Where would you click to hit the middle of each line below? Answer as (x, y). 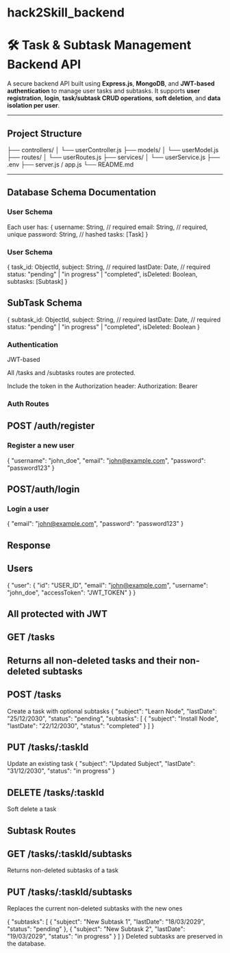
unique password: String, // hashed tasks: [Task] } (78, 234)
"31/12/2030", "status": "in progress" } (61, 771)
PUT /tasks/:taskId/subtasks (69, 892)
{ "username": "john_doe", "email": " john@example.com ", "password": (106, 460)
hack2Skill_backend (66, 13)
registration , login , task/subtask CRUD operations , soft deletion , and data (114, 98)
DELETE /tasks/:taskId (56, 792)
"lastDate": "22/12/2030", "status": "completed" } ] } (81, 725)
